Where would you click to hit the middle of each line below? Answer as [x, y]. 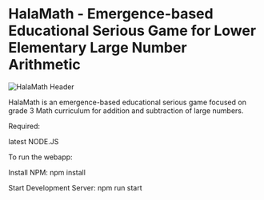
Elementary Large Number [98, 48]
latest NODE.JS [34, 141]
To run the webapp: [41, 157]
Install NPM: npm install [47, 172]
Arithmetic [45, 65]
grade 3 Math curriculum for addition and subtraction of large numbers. [126, 110]
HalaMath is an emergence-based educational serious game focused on [127, 102]
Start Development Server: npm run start [75, 187]
